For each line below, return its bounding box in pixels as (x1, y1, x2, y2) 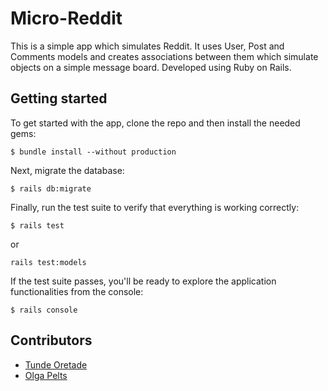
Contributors (10, 332, 93, 349)
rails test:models (10, 257, 87, 267)
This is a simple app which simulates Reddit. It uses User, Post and (10, 40, 285, 52)
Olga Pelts (24, 369, 68, 381)
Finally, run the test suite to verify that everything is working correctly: (10, 201, 300, 213)
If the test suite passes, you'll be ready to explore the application (10, 275, 277, 287)
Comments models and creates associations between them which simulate (10, 50, 319, 62)
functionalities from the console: (10, 285, 144, 297)
